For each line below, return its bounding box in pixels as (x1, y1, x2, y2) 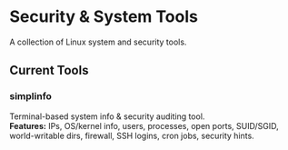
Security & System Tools (9, 6, 198, 27)
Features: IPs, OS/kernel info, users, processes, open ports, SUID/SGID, (9, 120, 279, 131)
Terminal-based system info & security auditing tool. (9, 111, 205, 122)
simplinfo (9, 90, 53, 103)
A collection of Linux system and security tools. (9, 36, 187, 47)
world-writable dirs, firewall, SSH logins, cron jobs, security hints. (9, 130, 254, 141)
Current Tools (9, 63, 89, 78)
